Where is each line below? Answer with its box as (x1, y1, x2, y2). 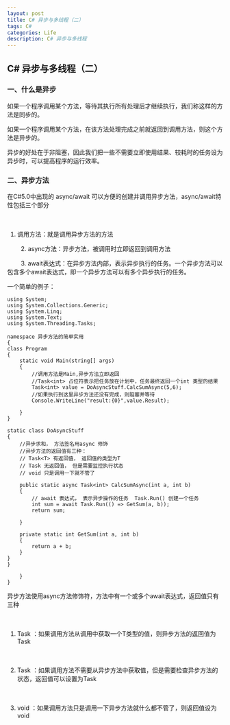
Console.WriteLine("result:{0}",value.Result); (31, 397, 170, 405)
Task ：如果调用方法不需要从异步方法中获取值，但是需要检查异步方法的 (16, 666, 218, 674)
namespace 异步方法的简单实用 (7, 333, 84, 340)
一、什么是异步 (7, 85, 57, 95)
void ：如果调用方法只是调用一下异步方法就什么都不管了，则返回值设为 (16, 704, 217, 712)
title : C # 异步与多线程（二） (7, 16, 84, 23)
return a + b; (31, 543, 72, 550)
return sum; (31, 507, 66, 514)
